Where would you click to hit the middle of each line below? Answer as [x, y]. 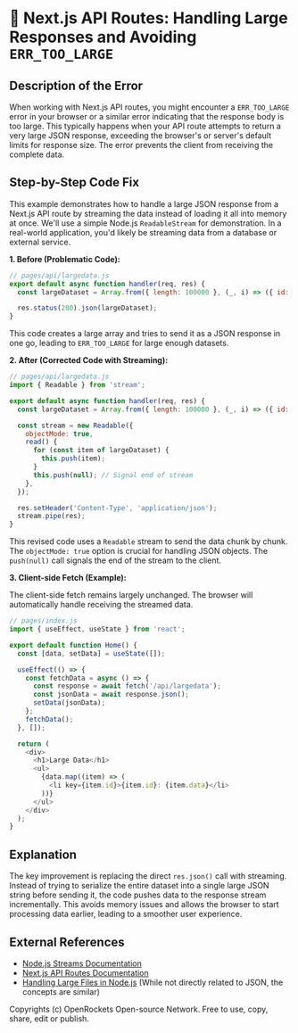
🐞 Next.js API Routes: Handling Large [149, 18]
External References [67, 942]
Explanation [43, 854]
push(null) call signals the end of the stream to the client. [115, 560]
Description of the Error [76, 85]
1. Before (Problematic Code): [65, 259]
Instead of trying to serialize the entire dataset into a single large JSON [139, 886]
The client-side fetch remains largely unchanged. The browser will [131, 595]
